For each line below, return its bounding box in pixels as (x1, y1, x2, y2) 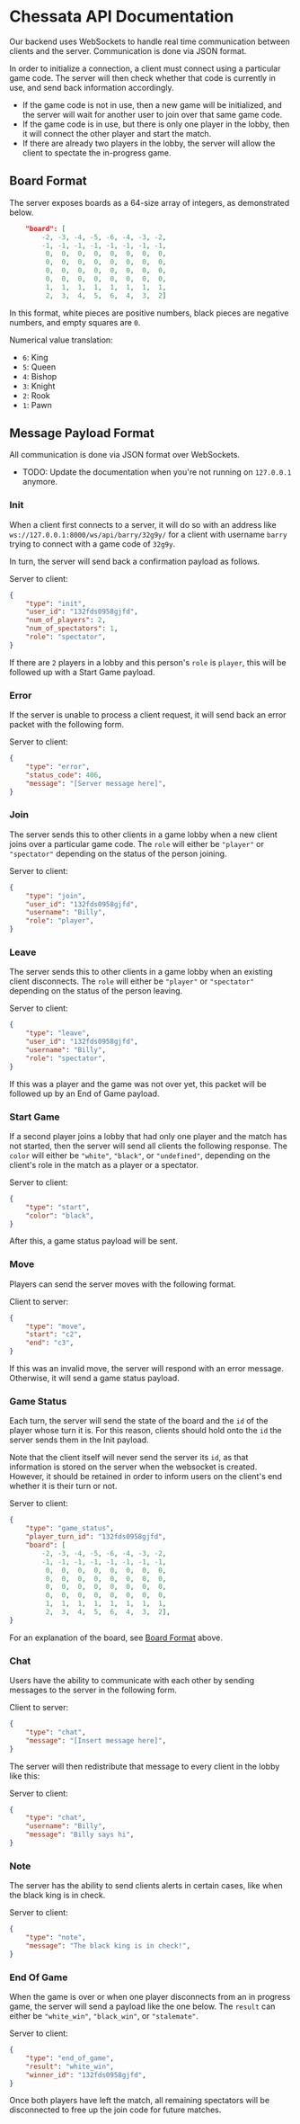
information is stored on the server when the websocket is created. (9, 1461, 258, 1472)
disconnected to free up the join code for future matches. (9, 2104, 222, 2115)
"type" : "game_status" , (25, 1524, 115, 1533)
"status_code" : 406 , (25, 771, 102, 780)
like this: (9, 1770, 40, 1781)
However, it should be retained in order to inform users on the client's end (9, 1471, 283, 1482)
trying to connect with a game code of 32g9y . (9, 538, 176, 549)
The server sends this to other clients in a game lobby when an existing (9, 967, 274, 977)
